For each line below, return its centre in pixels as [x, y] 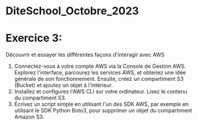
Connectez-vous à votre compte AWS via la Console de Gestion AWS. [100, 66]
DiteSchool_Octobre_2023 [72, 11]
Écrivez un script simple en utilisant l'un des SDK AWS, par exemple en [101, 104]
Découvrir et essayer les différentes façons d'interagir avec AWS [85, 55]
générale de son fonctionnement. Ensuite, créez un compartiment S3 [99, 79]
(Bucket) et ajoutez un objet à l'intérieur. [64, 85]
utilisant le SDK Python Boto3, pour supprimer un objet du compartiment [103, 111]
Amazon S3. [29, 117]
